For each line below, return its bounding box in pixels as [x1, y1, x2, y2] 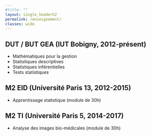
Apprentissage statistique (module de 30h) [12, 97, 101, 103]
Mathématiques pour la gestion [12, 53, 77, 59]
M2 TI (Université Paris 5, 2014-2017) [5, 111, 124, 120]
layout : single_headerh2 [5, 12, 57, 17]
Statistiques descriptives [12, 59, 64, 65]
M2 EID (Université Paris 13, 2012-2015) [5, 84, 131, 92]
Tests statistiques [12, 69, 49, 75]
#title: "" [5, 7, 28, 13]
